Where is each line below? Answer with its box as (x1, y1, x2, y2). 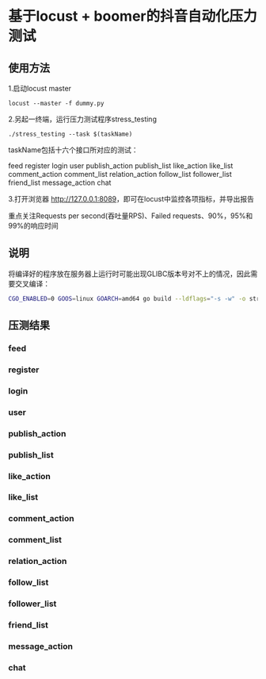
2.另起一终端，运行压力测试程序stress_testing (8, 114, 157, 124)
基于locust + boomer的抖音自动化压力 (8, 7, 257, 25)
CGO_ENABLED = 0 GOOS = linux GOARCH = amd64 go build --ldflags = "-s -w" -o (8, 294, 246, 302)
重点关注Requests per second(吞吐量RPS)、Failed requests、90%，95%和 (8, 211, 253, 221)
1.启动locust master (8, 84, 72, 93)
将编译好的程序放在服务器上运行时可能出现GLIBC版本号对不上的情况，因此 (8, 269, 251, 278)
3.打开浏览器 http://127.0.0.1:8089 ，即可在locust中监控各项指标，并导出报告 (8, 194, 255, 203)
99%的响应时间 (8, 221, 59, 230)
